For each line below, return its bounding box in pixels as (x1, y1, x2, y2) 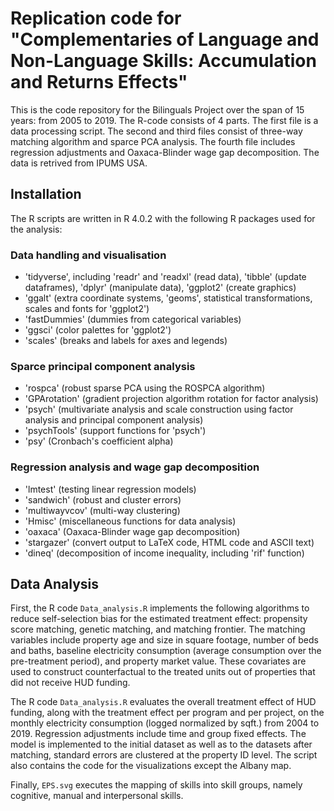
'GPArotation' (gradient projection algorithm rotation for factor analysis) (24, 393, 319, 405)
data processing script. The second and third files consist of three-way (10, 125, 303, 137)
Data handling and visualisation (10, 248, 167, 262)
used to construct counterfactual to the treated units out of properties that (10, 666, 316, 678)
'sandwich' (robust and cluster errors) (24, 493, 182, 506)
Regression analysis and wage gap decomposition (10, 460, 260, 474)
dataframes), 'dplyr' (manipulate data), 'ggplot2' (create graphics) (24, 282, 297, 294)
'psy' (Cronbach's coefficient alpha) (24, 435, 174, 447)
